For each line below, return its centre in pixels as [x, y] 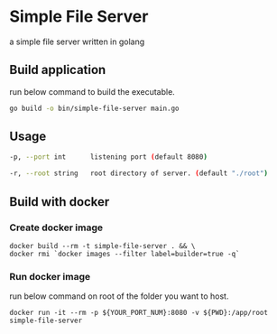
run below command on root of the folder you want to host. [119, 296]
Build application [58, 70]
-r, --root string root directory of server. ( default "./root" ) [139, 173]
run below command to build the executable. [92, 91]
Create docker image [56, 227]
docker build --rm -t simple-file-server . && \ [102, 246]
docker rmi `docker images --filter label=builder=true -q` [125, 254]
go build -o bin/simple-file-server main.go [94, 108]
